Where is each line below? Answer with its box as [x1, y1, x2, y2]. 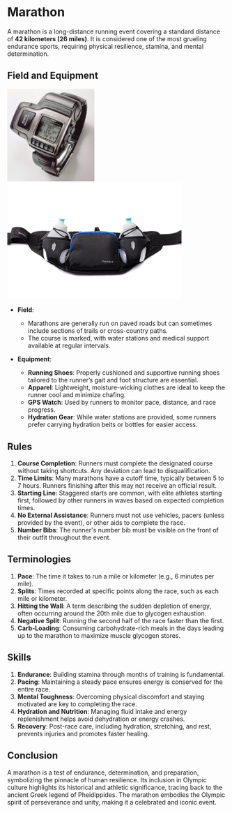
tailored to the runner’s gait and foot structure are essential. [27, 376, 199, 385]
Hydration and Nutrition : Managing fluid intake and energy [17, 707, 187, 715]
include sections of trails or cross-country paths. [27, 327, 169, 335]
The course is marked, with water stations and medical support [27, 334, 210, 343]
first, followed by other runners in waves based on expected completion [17, 496, 224, 505]
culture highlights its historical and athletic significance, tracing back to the [7, 783, 223, 791]
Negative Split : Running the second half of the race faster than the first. [17, 616, 224, 625]
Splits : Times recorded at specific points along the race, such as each [17, 587, 219, 595]
